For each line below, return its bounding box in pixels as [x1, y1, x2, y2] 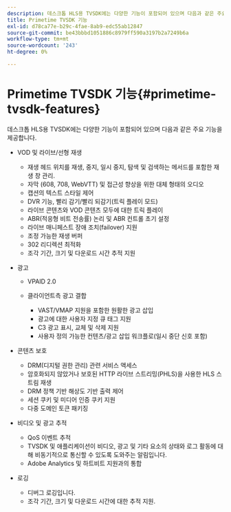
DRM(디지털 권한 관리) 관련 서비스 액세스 [27, 361, 137, 369]
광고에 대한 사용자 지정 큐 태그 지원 [37, 314, 132, 323]
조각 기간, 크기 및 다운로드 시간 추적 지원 [27, 248, 136, 257]
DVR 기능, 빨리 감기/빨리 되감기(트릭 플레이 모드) [27, 197, 158, 205]
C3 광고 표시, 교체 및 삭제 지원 [37, 323, 119, 331]
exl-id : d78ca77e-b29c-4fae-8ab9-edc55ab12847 [7, 23, 143, 30]
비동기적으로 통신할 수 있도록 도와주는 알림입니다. [34, 450, 167, 458]
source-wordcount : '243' [7, 42, 78, 49]
